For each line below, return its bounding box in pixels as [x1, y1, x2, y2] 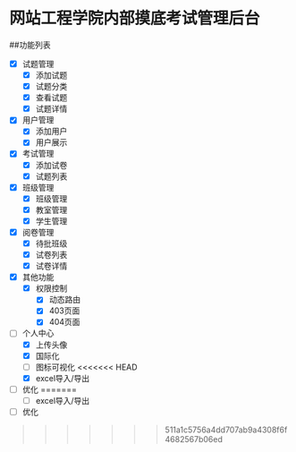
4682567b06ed [165, 433, 224, 444]
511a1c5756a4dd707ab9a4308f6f [165, 424, 288, 435]
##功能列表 [9, 39, 51, 50]
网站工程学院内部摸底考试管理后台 [9, 8, 261, 29]
